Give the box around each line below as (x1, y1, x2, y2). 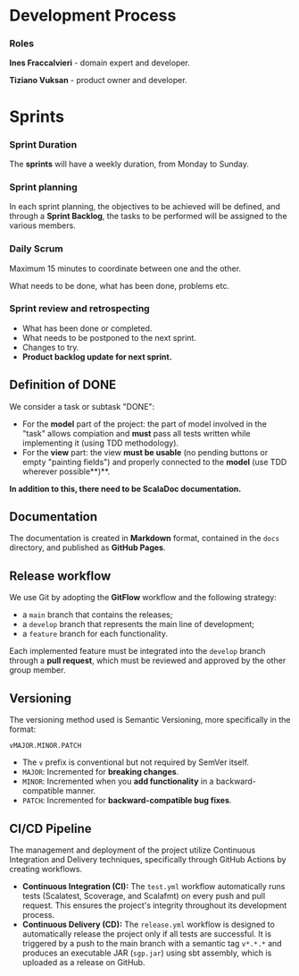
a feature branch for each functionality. (21, 628, 168, 640)
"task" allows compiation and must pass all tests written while (21, 428, 252, 438)
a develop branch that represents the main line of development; (21, 619, 255, 630)
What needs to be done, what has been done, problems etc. (9, 280, 230, 291)
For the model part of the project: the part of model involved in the (21, 418, 268, 429)
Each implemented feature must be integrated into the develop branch (9, 646, 266, 657)
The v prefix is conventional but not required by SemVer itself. (21, 757, 250, 768)
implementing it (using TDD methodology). (21, 437, 179, 448)
